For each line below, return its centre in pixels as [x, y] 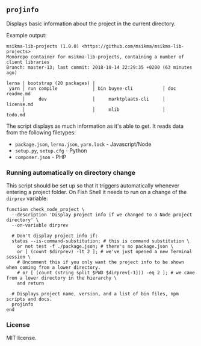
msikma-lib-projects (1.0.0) [43, 46]
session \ [19, 257]
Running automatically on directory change [71, 172]
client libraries [28, 62]
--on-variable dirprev [40, 225]
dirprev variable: [27, 198]
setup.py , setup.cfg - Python [51, 150]
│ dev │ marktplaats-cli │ [94, 99]
